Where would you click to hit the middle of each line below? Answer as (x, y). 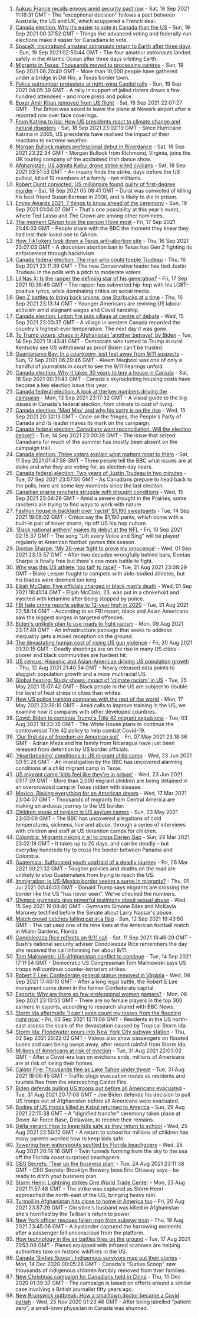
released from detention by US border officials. (72, 749)
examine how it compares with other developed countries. (86, 712)
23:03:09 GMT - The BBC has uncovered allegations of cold (88, 818)
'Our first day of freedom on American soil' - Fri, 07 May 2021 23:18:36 (101, 737)
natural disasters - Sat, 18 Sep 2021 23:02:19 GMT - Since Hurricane (98, 128)
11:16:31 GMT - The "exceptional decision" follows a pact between (95, 15)
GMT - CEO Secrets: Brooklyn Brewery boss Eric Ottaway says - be (97, 1170)
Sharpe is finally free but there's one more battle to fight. (84, 561)
